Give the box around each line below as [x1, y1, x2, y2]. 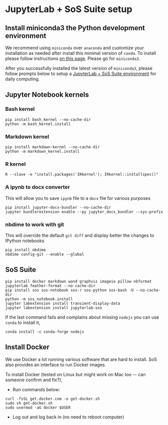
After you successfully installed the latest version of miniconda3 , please [5, 65, 153, 71]
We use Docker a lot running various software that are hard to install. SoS [5, 356, 157, 362]
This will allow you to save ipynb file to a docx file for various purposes [5, 195, 151, 201]
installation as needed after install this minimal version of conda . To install [5, 50, 156, 56]
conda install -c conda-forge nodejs [5, 329, 85, 334]
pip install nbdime [5, 247, 46, 252]
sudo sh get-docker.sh [5, 400, 53, 406]
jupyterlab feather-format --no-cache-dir [5, 283, 96, 288]
